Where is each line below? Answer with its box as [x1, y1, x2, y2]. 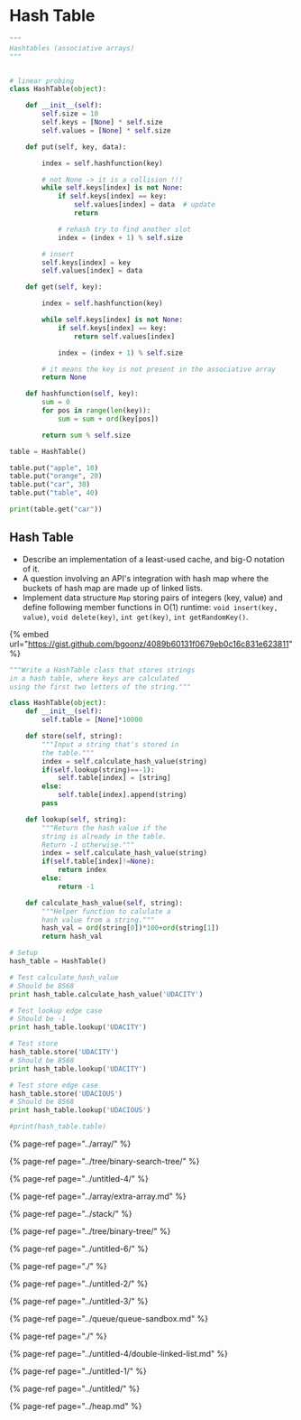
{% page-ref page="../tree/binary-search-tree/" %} [9, 1156, 200, 1166]
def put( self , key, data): [25, 142, 127, 152]
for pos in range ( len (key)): [41, 406, 151, 415]
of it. [22, 563, 41, 574]
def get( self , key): [25, 283, 103, 292]
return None [41, 373, 87, 382]
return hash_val [41, 932, 103, 942]
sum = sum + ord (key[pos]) [57, 414, 160, 423]
